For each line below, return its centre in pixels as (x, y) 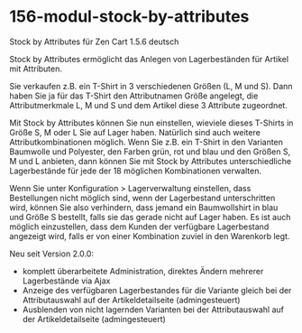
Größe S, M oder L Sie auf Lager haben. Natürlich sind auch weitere (135, 132)
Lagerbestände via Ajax (66, 281)
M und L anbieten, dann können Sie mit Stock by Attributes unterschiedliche (150, 161)
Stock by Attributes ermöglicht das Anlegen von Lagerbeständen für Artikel (149, 59)
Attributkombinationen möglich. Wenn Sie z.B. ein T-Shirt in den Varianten (146, 142)
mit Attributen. (36, 69)
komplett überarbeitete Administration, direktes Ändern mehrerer (143, 271)
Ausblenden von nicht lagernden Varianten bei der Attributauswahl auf (153, 310)
